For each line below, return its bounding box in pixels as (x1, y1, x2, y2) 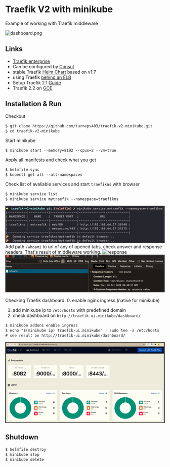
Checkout (5, 113, 26, 119)
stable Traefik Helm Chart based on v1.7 (12, 69, 96, 75)
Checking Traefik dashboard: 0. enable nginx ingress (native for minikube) (5, 297, 160, 303)
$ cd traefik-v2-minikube (5, 128, 60, 133)
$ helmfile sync (5, 167, 39, 172)
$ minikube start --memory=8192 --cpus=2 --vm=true (5, 148, 116, 153)
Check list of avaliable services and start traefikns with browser (5, 181, 140, 187)
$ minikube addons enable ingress (5, 322, 78, 328)
